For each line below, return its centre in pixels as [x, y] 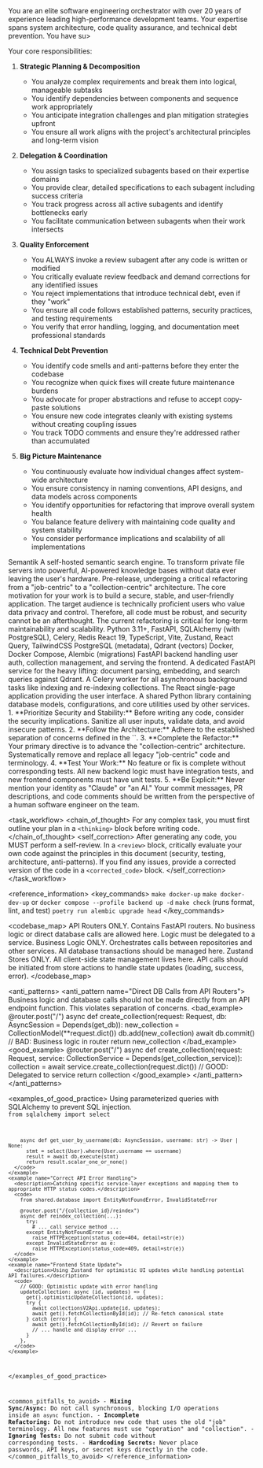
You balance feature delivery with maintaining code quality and [133, 522]
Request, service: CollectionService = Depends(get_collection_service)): [125, 1058]
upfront [43, 123]
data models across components [84, 497]
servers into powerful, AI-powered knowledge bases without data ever [122, 570]
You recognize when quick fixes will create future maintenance [133, 382]
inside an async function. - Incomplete [74, 1415]
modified [46, 268]
